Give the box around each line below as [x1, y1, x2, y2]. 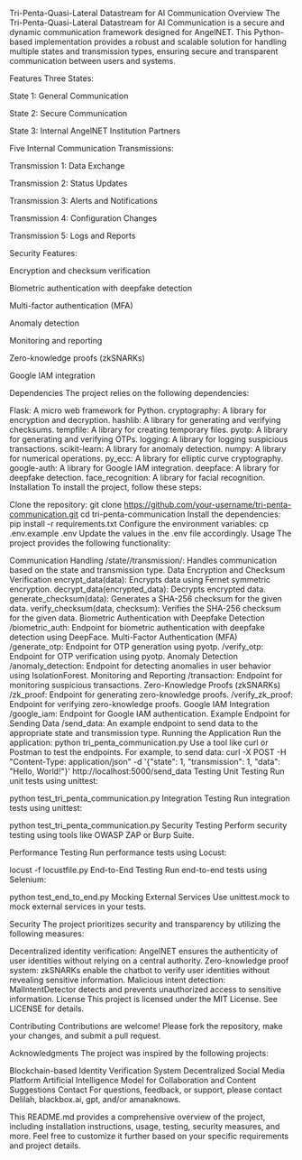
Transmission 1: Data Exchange [9, 161, 125, 170]
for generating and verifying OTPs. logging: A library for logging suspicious [9, 434, 288, 445]
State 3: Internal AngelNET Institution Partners [9, 125, 181, 136]
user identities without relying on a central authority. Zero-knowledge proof [9, 955, 289, 966]
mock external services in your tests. [9, 901, 147, 912]
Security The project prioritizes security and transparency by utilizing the [9, 919, 281, 929]
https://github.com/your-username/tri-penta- [124, 500, 292, 510]
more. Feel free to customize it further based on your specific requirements [9, 1131, 289, 1141]
